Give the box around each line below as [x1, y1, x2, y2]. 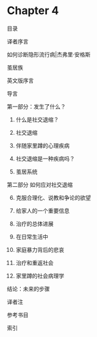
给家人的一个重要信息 [15, 206, 70, 214]
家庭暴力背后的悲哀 [15, 246, 65, 253]
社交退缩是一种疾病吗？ [15, 154, 75, 162]
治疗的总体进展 [15, 220, 54, 227]
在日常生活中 [15, 233, 48, 240]
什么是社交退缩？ [15, 116, 59, 123]
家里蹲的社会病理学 [15, 272, 65, 279]
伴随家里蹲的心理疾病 [15, 142, 70, 149]
